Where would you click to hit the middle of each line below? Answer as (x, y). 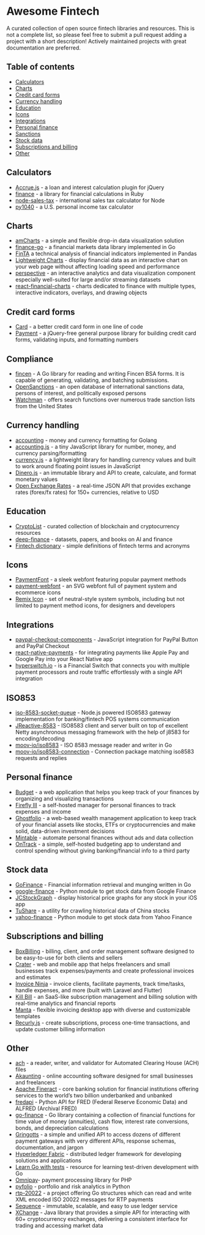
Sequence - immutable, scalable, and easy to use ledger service (96, 1206)
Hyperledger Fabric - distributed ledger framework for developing (98, 1154)
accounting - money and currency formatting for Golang (86, 440)
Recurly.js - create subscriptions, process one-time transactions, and (102, 1023)
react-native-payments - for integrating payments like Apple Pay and (102, 652)
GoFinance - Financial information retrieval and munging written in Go (103, 884)
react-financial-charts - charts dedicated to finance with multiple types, (106, 286)
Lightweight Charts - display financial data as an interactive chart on (101, 260)
